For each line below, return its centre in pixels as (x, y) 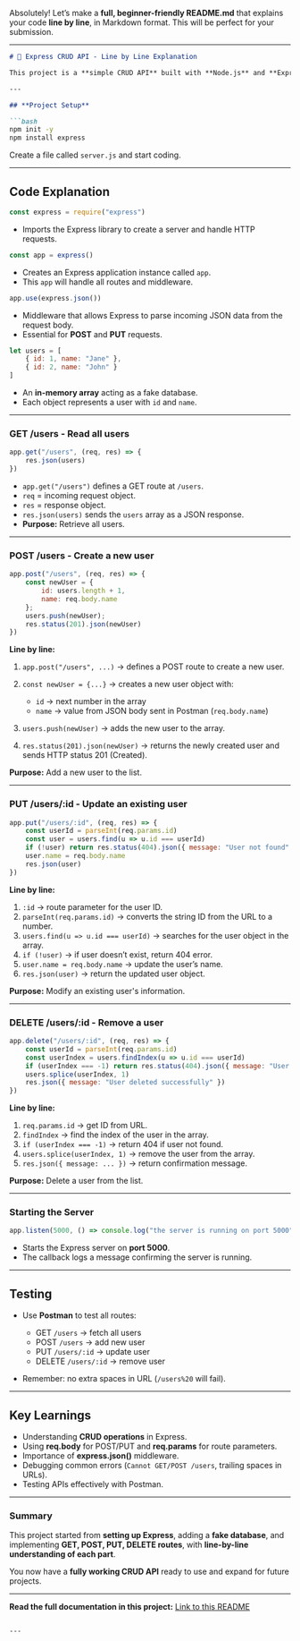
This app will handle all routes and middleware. (108, 282)
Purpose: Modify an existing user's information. (97, 991)
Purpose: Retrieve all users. (73, 523)
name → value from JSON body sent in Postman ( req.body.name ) (152, 711)
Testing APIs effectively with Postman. (92, 1484)
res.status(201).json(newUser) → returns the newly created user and (150, 745)
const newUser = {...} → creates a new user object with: (128, 684)
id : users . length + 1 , (83, 591)
